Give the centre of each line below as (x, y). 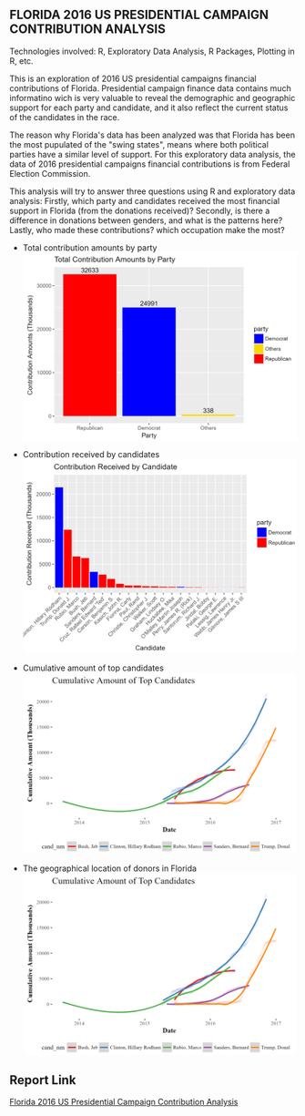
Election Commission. (50, 173)
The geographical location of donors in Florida (110, 868)
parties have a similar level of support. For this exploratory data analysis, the (152, 154)
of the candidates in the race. (65, 117)
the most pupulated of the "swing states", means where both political (139, 144)
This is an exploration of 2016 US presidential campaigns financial (133, 78)
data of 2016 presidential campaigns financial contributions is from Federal (150, 164)
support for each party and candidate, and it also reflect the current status (149, 108)
